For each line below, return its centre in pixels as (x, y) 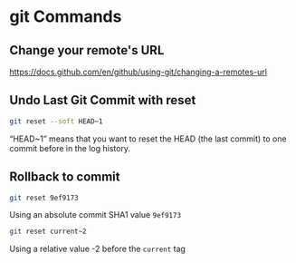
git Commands (66, 17)
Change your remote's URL (87, 50)
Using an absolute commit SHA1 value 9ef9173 (95, 215)
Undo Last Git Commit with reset (103, 100)
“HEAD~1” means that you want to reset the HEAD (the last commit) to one (148, 139)
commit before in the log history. (70, 148)
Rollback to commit (65, 177)
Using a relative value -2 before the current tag (97, 249)
